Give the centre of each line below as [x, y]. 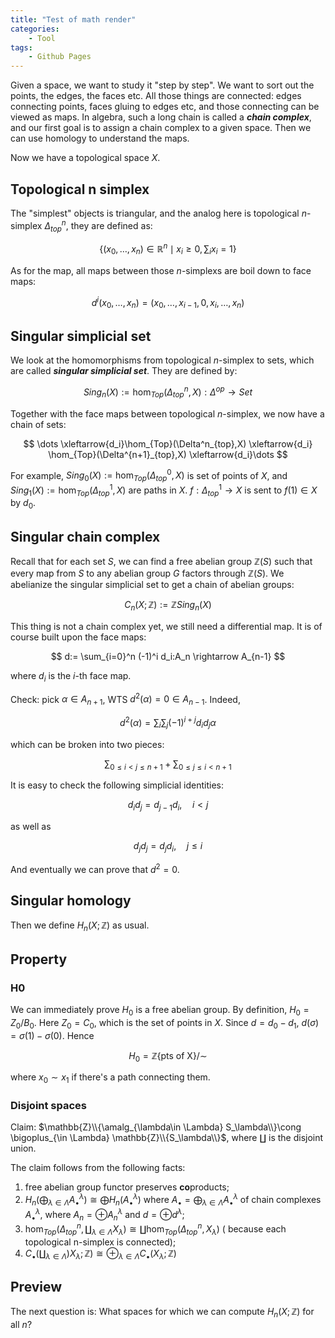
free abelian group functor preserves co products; [127, 1187]
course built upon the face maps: [78, 637]
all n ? [21, 1325]
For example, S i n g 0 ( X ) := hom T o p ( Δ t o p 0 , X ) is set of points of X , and [149, 475]
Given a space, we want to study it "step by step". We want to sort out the [162, 85]
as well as [31, 827]
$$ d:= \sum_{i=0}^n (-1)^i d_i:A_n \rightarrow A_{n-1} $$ [168, 656]
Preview [36, 1286]
